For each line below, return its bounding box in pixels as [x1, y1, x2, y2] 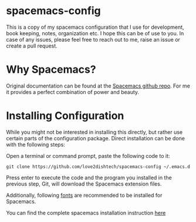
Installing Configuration [6, 109, 124, 123]
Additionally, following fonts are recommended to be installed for [6, 191, 163, 199]
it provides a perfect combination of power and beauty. [6, 88, 140, 95]
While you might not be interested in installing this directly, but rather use [6, 128, 183, 136]
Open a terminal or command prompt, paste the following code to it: [6, 152, 170, 159]
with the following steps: [6, 141, 66, 148]
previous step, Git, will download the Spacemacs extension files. [6, 180, 162, 187]
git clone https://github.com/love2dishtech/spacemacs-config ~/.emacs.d [6, 163, 191, 170]
